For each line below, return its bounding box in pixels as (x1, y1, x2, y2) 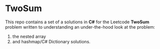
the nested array (12, 33, 46, 39)
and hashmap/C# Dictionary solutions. (12, 38, 90, 44)
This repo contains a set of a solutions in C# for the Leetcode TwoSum (5, 19, 150, 25)
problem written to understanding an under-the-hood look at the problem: (5, 24, 156, 30)
